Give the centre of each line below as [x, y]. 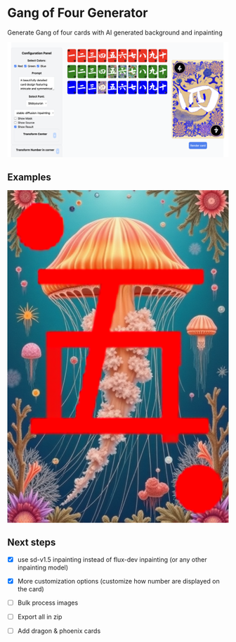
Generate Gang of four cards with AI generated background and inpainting [115, 32]
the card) [31, 589]
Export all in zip [40, 617]
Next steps [32, 542]
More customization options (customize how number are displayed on [118, 581]
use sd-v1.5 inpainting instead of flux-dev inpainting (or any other [112, 559]
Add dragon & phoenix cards [59, 631]
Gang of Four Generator [78, 13]
